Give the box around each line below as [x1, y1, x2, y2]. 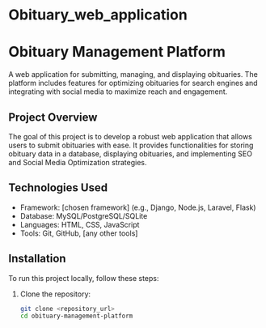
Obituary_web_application [8, 6, 188, 24]
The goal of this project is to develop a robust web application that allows [8, 131, 252, 141]
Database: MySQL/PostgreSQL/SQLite [19, 211, 148, 220]
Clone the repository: [19, 289, 91, 299]
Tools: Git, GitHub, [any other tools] [19, 228, 138, 238]
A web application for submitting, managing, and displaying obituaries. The [8, 70, 259, 79]
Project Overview [8, 110, 98, 124]
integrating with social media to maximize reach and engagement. [8, 87, 228, 96]
